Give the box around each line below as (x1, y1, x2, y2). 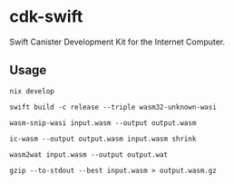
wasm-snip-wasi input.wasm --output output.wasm (9, 118, 197, 128)
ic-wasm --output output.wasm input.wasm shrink (9, 134, 197, 143)
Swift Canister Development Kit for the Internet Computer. (9, 36, 226, 47)
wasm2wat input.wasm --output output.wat (9, 150, 169, 160)
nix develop (9, 86, 54, 96)
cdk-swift (9, 6, 83, 27)
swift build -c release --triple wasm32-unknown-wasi (9, 102, 218, 111)
